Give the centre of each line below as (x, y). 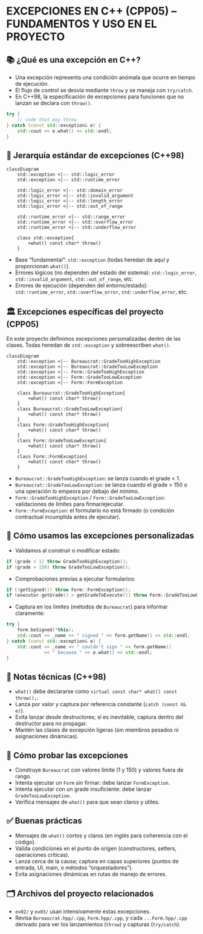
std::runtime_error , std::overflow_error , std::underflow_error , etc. (101, 292)
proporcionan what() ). (43, 266)
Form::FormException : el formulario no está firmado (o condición (95, 510)
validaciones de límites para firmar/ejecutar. (69, 504)
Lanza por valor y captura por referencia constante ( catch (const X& (100, 704)
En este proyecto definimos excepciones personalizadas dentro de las (94, 339)
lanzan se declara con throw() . (53, 103)
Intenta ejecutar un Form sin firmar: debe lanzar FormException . (92, 783)
